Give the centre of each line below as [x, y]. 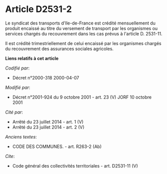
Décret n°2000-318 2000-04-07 [46, 77]
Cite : [10, 156]
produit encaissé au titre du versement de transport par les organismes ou [82, 28]
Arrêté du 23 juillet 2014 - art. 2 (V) [48, 127]
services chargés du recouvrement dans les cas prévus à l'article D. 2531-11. [84, 33]
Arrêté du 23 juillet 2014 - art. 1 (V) [48, 121]
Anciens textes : [21, 136]
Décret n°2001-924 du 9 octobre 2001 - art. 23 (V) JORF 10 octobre [82, 97]
